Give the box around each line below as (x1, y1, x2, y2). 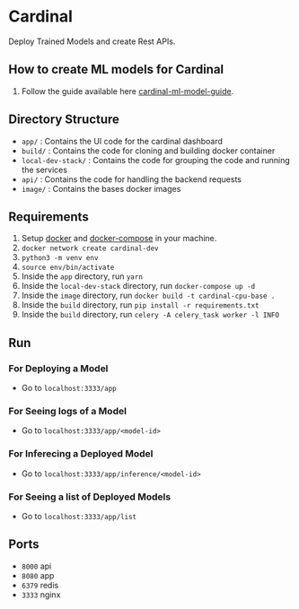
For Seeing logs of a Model (8, 405, 128, 417)
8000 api (21, 561, 52, 571)
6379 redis (21, 579, 59, 590)
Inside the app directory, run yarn (21, 271, 143, 282)
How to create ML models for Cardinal (8, 62, 224, 77)
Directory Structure (8, 112, 120, 127)
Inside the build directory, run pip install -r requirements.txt (21, 300, 259, 310)
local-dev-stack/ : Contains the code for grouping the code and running (21, 154, 291, 165)
